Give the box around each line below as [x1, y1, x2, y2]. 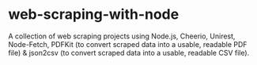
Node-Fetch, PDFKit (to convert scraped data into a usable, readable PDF [8, 39, 248, 49]
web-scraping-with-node [8, 5, 180, 23]
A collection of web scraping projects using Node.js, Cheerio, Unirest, [8, 31, 236, 41]
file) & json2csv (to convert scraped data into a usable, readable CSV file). [8, 48, 250, 57]
